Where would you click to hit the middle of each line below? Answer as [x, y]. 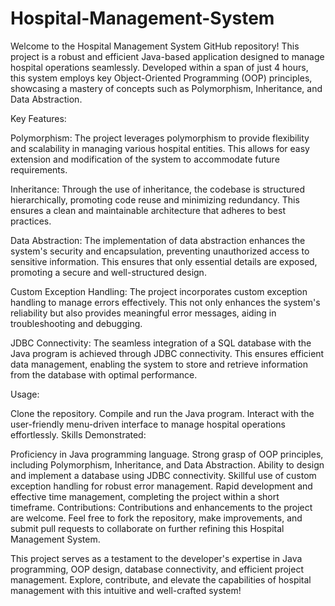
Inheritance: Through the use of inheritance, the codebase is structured [158, 189]
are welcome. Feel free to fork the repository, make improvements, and [156, 518]
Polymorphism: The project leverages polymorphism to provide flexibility [160, 138]
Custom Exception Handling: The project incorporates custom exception [159, 291]
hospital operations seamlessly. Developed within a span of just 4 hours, [159, 67]
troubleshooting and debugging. [76, 323]
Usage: [25, 394]
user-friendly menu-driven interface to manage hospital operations [148, 424]
